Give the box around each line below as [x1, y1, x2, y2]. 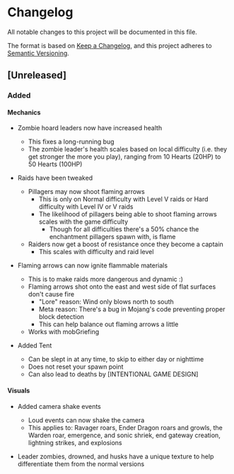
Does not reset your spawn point [28, 362, 124, 371]
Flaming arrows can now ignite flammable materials [17, 261, 168, 270]
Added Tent [17, 341, 52, 350]
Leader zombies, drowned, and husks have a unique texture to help [17, 452, 214, 461]
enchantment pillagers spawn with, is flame [49, 233, 176, 241]
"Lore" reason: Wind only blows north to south [38, 298, 175, 306]
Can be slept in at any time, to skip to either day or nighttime [28, 355, 204, 364]
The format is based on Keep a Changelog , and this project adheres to [7, 41, 212, 50]
